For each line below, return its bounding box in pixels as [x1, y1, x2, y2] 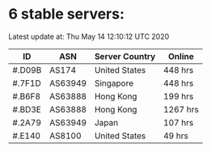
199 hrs [162, 91, 194, 102]
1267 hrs [162, 103, 200, 115]
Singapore [94, 78, 134, 89]
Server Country [94, 50, 156, 61]
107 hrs [162, 116, 194, 128]
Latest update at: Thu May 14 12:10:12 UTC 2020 [8, 32, 170, 41]
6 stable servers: [8, 5, 125, 23]
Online [168, 50, 194, 61]
